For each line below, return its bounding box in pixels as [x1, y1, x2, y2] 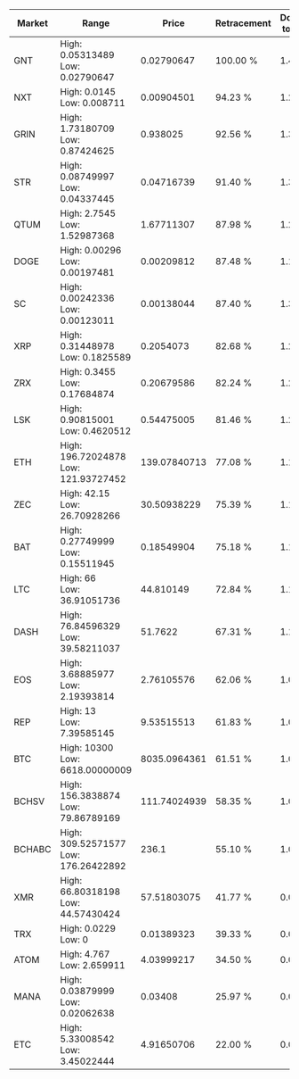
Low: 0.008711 [60, 97, 126, 109]
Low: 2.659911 [60, 959, 126, 971]
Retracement [214, 17, 271, 29]
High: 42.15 [60, 487, 110, 499]
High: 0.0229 [60, 923, 117, 934]
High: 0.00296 [60, 245, 122, 256]
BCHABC [13, 843, 52, 855]
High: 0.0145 [60, 86, 117, 97]
